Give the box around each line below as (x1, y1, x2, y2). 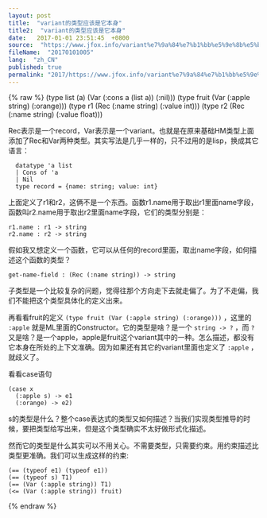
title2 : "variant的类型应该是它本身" (8, 26, 126, 34)
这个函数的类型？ (14, 255, 72, 265)
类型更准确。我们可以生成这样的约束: (8, 450, 130, 460)
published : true (8, 64, 62, 72)
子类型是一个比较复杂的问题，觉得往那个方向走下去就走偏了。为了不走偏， (8, 285, 252, 295)
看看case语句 (8, 369, 52, 378)
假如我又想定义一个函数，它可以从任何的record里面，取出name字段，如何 (8, 245, 250, 254)
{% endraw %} (8, 501, 57, 511)
